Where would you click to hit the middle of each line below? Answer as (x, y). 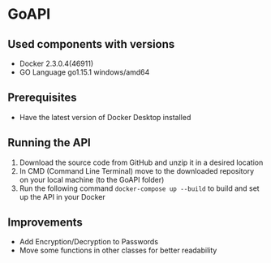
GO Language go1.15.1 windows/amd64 (84, 72)
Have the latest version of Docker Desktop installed (105, 117)
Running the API (49, 143)
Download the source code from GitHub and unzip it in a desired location (141, 162)
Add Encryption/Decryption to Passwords (89, 242)
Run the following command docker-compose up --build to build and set (140, 188)
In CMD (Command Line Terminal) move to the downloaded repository (137, 170)
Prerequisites (42, 98)
